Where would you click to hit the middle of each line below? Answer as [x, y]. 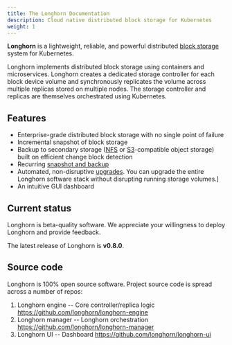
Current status [39, 208]
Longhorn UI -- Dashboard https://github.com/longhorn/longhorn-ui [114, 334]
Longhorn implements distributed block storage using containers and [106, 67]
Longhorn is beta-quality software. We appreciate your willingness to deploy [116, 225]
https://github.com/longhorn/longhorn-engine [83, 312]
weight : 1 [21, 26]
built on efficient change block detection [75, 157]
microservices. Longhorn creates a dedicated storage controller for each [111, 74]
